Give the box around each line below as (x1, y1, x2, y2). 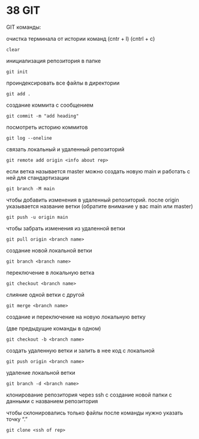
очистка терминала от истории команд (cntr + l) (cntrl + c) (6, 35, 155, 42)
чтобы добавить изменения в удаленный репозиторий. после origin (6, 196, 180, 203)
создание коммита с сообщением (6, 101, 94, 109)
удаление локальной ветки (6, 369, 76, 376)
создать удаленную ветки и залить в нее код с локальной (6, 347, 155, 354)
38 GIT (6, 4, 41, 17)
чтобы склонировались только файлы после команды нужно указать (6, 409, 183, 416)
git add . (6, 91, 31, 97)
